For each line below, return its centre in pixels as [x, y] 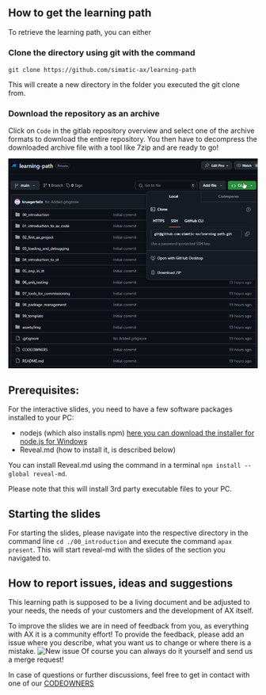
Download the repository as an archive [84, 114]
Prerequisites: [44, 391]
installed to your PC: [41, 418]
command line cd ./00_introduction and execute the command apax [120, 541]
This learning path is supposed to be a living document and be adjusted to [129, 602]
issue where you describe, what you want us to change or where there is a [130, 643]
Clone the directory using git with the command [102, 52]
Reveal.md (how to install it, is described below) [98, 450]
